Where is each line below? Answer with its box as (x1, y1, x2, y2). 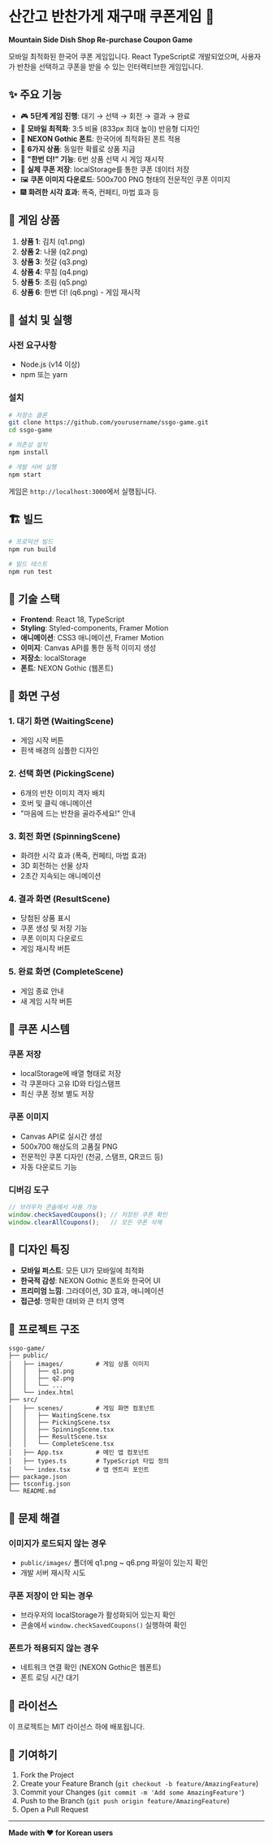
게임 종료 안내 (19, 986, 64, 996)
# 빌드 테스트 (8, 560, 48, 569)
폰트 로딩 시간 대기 (19, 1673, 80, 1682)
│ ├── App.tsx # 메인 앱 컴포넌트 (8, 1448, 150, 1457)
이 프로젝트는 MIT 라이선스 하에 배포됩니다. (8, 1722, 145, 1732)
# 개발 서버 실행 (8, 462, 57, 471)
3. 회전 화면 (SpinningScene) (8, 831, 121, 842)
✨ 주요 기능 (8, 88, 63, 102)
